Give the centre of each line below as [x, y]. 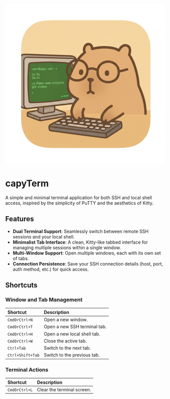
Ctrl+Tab [17, 349]
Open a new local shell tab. [72, 334]
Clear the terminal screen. [64, 389]
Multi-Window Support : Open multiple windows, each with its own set [87, 253]
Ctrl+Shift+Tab [23, 356]
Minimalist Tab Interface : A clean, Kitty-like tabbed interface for [80, 242]
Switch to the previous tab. [72, 355]
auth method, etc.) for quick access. [51, 269]
